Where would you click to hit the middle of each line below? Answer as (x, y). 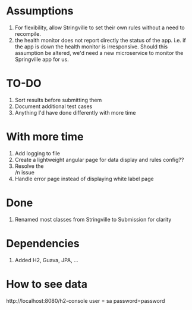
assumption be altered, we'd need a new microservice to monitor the (99, 53)
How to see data (47, 284)
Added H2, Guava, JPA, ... (46, 260)
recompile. (28, 33)
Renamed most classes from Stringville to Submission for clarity (93, 219)
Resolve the (29, 166)
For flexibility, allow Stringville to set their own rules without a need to (100, 27)
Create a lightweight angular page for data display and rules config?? (99, 159)
